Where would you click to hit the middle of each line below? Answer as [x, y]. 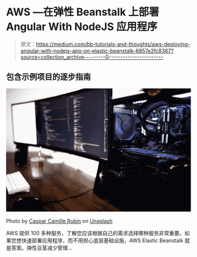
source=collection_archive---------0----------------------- [91, 57]
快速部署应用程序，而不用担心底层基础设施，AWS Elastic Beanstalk [102, 241]
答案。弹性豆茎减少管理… [42, 248]
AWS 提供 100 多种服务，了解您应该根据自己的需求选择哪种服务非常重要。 [95, 233]
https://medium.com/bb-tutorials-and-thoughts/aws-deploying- [113, 44]
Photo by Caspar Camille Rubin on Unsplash [60, 221]
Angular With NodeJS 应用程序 [82, 27]
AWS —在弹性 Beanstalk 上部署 [83, 12]
